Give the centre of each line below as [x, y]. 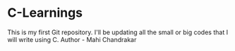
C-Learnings [45, 13]
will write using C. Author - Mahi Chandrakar [72, 39]
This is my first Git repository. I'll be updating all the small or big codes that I [117, 32]
